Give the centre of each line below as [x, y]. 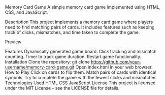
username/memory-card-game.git [40, 67]
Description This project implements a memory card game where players [79, 22]
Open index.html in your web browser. [114, 67]
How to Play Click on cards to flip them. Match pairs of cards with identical [81, 72]
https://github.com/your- [116, 62]
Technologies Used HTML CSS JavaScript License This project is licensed [81, 83]
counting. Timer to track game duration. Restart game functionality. [73, 57]
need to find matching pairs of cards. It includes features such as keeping [80, 27]
